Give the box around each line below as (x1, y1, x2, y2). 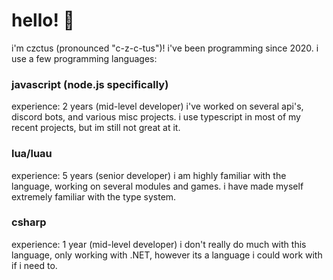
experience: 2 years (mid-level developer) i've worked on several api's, (11, 100, 304, 113)
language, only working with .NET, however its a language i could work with (11, 249, 323, 261)
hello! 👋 (11, 9, 75, 32)
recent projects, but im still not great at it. (11, 122, 181, 134)
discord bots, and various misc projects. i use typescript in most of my (11, 111, 301, 123)
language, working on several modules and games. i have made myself (11, 180, 304, 192)
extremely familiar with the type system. (11, 190, 177, 203)
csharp (11, 215, 47, 229)
